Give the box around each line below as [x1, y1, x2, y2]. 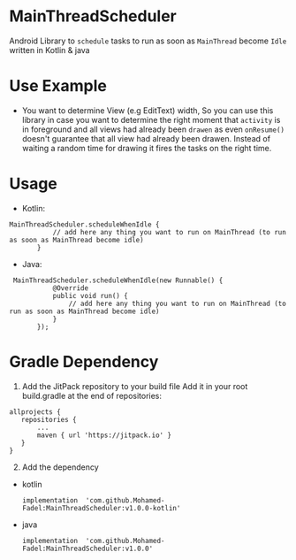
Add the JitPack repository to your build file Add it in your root [21, 380, 248, 391]
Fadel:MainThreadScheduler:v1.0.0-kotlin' [21, 503, 181, 512]
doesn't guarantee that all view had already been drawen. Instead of [21, 133, 271, 143]
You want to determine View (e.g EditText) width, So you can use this [21, 104, 274, 116]
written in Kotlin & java [9, 44, 90, 55]
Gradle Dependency [9, 352, 159, 372]
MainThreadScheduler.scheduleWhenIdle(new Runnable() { [12, 276, 224, 285]
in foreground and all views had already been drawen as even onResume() [21, 124, 285, 134]
